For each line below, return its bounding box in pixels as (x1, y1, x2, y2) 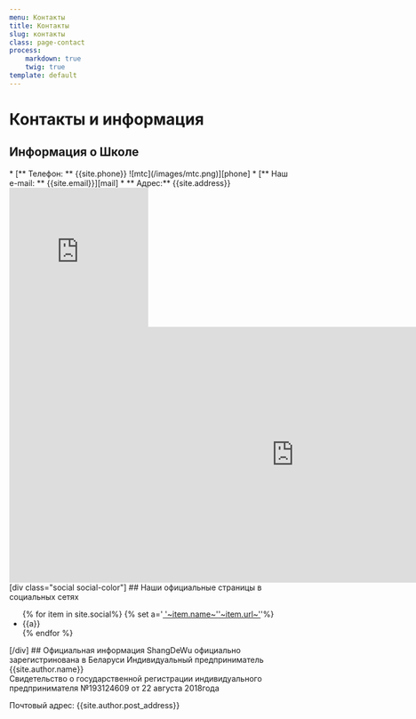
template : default (9, 71, 77, 80)
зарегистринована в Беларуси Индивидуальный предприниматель (9, 654, 264, 665)
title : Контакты (9, 21, 69, 30)
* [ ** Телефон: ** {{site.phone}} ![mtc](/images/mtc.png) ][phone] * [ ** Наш (9, 168, 289, 179)
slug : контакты (9, 29, 66, 38)
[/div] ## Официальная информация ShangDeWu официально (9, 644, 242, 655)
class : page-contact (9, 37, 86, 47)
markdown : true (25, 54, 82, 63)
